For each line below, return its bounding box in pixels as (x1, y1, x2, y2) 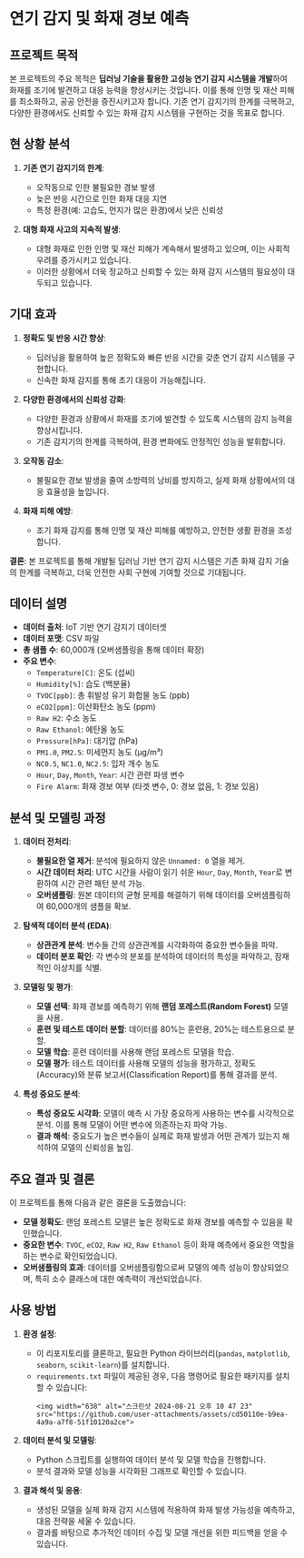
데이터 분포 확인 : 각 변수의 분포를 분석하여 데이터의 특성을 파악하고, (35, 951, 273, 962)
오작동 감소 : (22, 455, 64, 466)
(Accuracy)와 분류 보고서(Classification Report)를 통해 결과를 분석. (35, 1069, 278, 1080)
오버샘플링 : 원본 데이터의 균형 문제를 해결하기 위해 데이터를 (35, 889, 245, 901)
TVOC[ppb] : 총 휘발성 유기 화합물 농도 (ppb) (35, 690, 191, 701)
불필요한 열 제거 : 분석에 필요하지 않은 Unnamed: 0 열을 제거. (35, 855, 246, 866)
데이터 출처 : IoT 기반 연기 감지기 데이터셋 (22, 622, 168, 632)
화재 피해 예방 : (22, 505, 74, 516)
